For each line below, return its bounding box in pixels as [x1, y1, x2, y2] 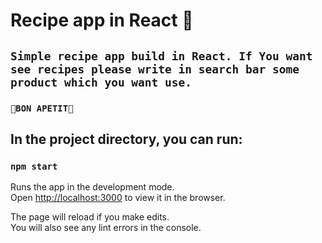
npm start [10, 160, 58, 172]
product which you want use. [10, 75, 193, 89]
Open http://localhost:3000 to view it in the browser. [10, 192, 226, 204]
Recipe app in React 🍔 [10, 9, 194, 32]
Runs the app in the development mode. [10, 181, 175, 193]
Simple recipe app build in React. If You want [10, 49, 313, 63]
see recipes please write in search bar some [10, 62, 300, 76]
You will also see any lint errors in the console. [10, 222, 202, 234]
